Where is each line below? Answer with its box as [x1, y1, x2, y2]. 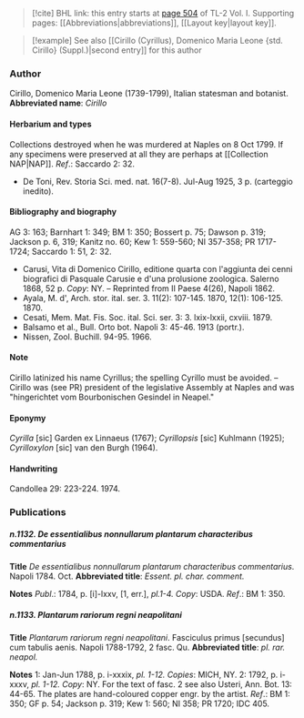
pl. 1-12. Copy [31, 679, 83, 690]
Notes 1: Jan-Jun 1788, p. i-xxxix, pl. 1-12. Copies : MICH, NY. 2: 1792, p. [9, 669, 279, 681]
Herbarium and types [9, 118, 93, 129]
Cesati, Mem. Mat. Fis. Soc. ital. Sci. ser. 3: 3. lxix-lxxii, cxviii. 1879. [22, 311, 273, 322]
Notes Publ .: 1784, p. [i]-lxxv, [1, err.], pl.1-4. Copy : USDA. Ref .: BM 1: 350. [9, 589, 286, 600]
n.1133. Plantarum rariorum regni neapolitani [9, 609, 182, 620]
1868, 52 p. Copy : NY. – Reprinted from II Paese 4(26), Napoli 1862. [22, 282, 276, 294]
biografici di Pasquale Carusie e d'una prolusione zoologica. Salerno [22, 273, 279, 284]
